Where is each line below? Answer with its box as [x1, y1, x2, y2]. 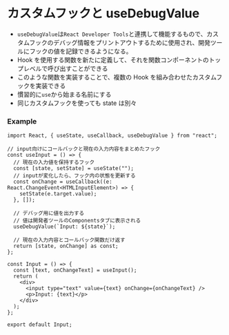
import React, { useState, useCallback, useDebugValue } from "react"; [7, 132, 217, 140]
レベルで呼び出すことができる [23, 64, 108, 73]
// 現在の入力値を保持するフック [13, 159, 95, 166]
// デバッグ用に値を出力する [13, 210, 85, 217]
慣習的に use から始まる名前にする [17, 90, 112, 98]
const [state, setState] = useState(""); [13, 165, 135, 172]
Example [7, 116, 37, 126]
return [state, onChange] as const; [13, 242, 119, 250]
